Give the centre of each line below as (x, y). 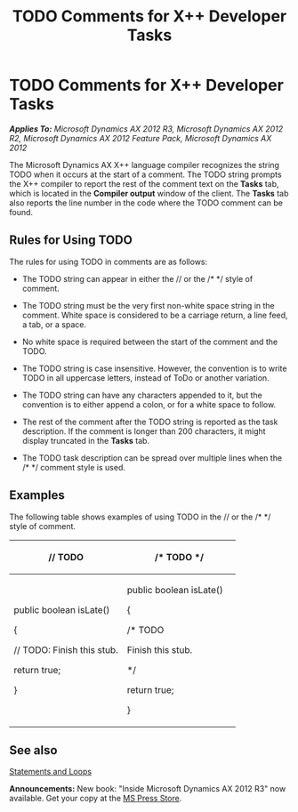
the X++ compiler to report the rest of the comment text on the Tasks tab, (144, 183)
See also (33, 750)
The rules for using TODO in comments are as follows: (109, 261)
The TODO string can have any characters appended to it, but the (142, 395)
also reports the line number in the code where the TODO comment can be (146, 203)
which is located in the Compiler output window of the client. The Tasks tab (149, 193)
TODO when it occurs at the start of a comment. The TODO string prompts (145, 174)
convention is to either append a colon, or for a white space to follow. (149, 404)
